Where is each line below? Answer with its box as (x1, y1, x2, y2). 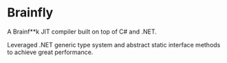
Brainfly (7, 5, 54, 21)
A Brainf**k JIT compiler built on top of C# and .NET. (7, 27, 157, 36)
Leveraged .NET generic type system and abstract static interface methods (7, 40, 221, 49)
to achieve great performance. (7, 48, 94, 56)
